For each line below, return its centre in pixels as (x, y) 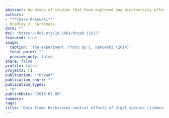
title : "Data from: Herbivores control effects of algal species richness (85, 108)
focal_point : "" (27, 52)
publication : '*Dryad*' (30, 75)
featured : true (21, 38)
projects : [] (19, 71)
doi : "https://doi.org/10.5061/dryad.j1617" (53, 33)
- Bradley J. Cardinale (30, 24)
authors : (14, 15)
